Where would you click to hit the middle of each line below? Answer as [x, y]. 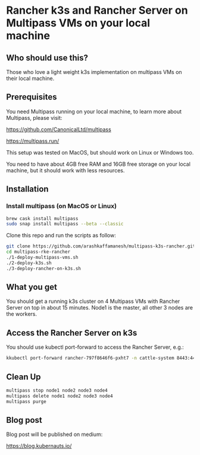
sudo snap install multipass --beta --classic [65, 224]
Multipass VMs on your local [78, 23]
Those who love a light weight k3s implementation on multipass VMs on [94, 72]
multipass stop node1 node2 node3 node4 [57, 390]
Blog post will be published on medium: [54, 434]
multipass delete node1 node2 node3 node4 [60, 396]
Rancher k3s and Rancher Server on [97, 10]
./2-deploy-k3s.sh [29, 263]
